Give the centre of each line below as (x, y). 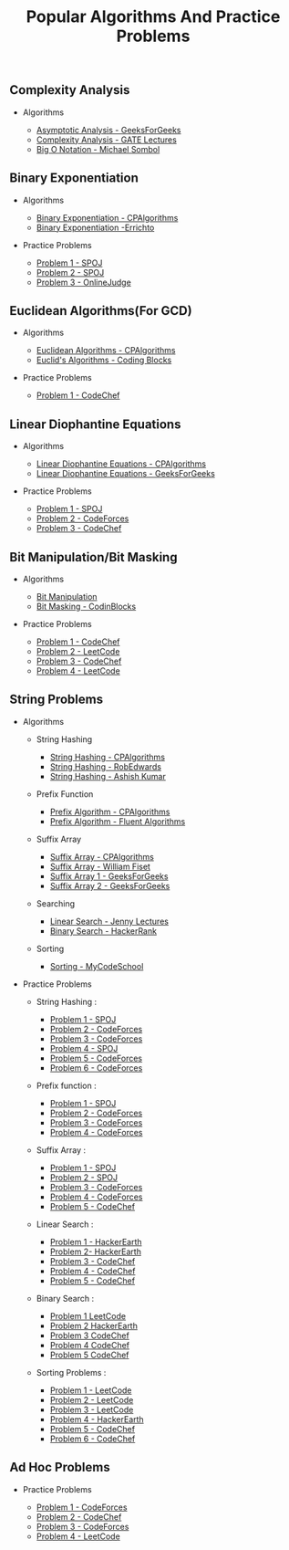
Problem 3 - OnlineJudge (84, 282)
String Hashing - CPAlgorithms (108, 757)
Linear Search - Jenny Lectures (109, 921)
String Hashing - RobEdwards (106, 766)
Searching (56, 903)
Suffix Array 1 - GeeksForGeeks (109, 876)
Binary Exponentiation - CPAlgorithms (107, 217)
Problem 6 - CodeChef (93, 1439)
